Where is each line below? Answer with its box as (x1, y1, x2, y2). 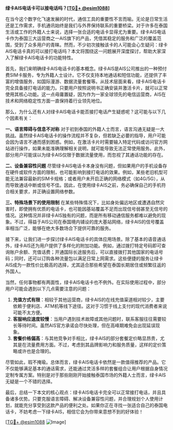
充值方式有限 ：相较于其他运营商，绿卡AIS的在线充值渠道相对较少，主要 (12, 297, 165, 303)
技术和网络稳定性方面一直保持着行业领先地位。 (5, 98, 105, 104)
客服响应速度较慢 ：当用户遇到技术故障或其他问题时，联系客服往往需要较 (12, 316, 166, 322)
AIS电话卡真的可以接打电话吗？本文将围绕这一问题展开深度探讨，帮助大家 (5, 48, 162, 54)
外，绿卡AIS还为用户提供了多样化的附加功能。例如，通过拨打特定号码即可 (5, 243, 162, 249)
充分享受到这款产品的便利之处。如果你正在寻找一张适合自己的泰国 (23, 402, 163, 408)
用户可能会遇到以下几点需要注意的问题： (5, 286, 91, 291)
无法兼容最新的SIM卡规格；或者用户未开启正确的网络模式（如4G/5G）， (9, 176, 161, 182)
